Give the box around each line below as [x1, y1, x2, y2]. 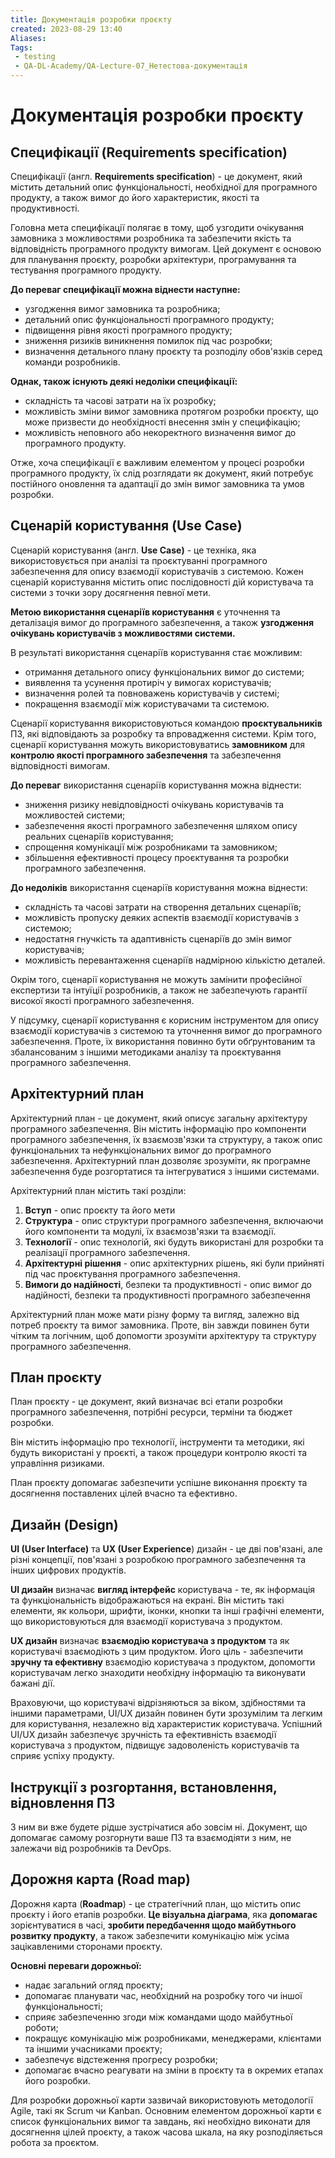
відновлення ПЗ [10, 1794, 116, 1811]
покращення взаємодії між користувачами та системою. [24, 697, 270, 710]
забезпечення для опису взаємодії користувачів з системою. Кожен [10, 565, 304, 577]
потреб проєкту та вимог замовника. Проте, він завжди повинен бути [10, 1319, 310, 1331]
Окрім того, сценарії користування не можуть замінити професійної [10, 973, 302, 985]
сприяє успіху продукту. [10, 1750, 115, 1762]
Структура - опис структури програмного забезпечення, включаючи [24, 1214, 324, 1226]
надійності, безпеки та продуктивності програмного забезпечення [24, 1289, 311, 1301]
